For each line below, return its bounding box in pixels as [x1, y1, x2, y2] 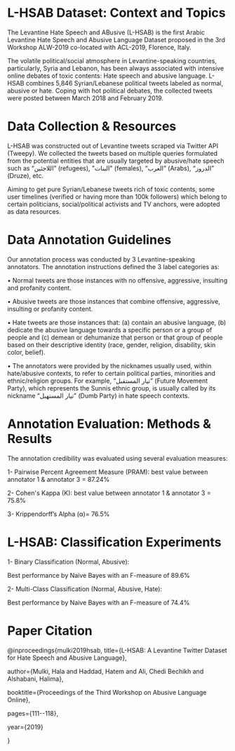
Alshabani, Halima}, [7, 675, 64, 683]
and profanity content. [7, 283, 72, 292]
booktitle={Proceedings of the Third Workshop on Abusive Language [7, 688, 207, 696]
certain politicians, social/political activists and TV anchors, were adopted [7, 200, 220, 208]
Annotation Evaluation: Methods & [7, 416, 212, 432]
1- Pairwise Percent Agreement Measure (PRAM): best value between [7, 468, 208, 476]
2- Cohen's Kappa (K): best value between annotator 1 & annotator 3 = [7, 489, 212, 497]
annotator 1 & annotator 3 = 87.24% [7, 475, 110, 483]
